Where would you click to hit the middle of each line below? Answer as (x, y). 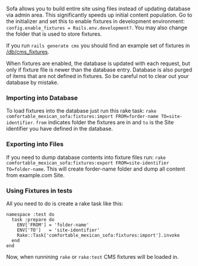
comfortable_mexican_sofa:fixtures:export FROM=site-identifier (88, 163)
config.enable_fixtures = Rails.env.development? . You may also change (97, 27)
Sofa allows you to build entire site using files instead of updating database (98, 9)
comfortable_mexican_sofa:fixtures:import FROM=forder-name (83, 117)
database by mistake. (33, 82)
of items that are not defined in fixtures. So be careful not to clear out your (98, 76)
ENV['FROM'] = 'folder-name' (53, 225)
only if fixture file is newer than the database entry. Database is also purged (99, 70)
